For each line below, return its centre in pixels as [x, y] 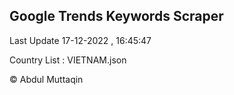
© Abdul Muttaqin [46, 79]
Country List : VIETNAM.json [68, 60]
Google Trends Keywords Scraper [116, 16]
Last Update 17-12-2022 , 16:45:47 [80, 40]
